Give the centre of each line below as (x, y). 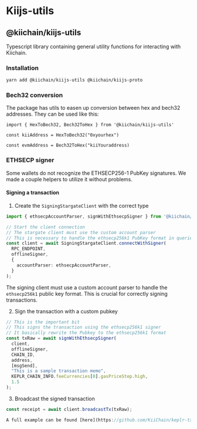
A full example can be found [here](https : (60, 420)
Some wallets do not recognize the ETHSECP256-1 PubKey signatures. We (96, 173)
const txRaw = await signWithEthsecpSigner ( (61, 339)
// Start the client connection (45, 227)
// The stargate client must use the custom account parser (81, 232)
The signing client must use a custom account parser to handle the (87, 287)
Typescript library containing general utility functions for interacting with (94, 46)
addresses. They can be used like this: (52, 114)
